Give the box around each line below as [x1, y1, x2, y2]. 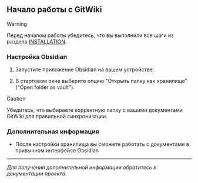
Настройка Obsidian [6, 52, 68, 61]
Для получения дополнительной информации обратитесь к [6, 164, 157, 171]
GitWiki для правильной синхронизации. [6, 113, 108, 120]
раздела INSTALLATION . [6, 38, 67, 45]
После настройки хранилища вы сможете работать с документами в [15, 141, 190, 148]
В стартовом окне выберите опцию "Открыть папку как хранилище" [15, 78, 187, 85]
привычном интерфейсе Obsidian [15, 147, 99, 154]
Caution [6, 95, 26, 102]
